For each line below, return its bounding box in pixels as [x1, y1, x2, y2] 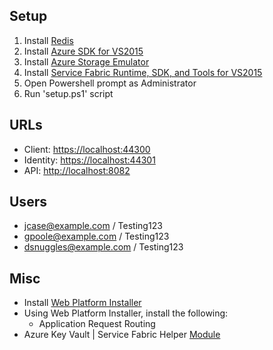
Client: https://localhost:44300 [23, 143, 151, 155]
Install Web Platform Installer [23, 297, 142, 309]
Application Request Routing [38, 318, 156, 330]
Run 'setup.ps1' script [23, 87, 114, 99]
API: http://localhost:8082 [23, 164, 131, 176]
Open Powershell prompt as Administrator [23, 77, 197, 89]
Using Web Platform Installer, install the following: [23, 307, 229, 319]
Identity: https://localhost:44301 [23, 154, 156, 166]
